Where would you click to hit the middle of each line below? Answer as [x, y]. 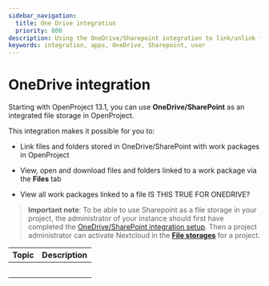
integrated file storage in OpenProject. [71, 116]
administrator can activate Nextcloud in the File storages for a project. [144, 236]
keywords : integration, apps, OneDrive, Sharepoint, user [107, 46]
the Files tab [40, 179]
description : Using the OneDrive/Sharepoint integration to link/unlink [132, 38]
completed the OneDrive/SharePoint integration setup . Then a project [143, 227]
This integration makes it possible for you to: [82, 131]
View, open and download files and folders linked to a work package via [139, 171]
